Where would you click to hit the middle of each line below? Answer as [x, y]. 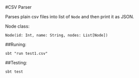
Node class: [17, 26]
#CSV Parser [18, 7]
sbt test [14, 72]
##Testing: [16, 63]
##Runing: [16, 44]
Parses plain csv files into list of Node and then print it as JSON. [70, 17]
